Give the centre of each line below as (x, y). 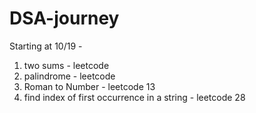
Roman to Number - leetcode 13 (89, 86)
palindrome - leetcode (69, 76)
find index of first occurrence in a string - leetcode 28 (134, 97)
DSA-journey (64, 18)
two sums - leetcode (66, 65)
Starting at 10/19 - (46, 46)
